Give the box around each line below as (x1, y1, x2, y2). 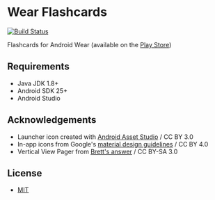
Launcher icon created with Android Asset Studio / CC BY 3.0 (17, 133, 193, 141)
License (7, 167, 42, 179)
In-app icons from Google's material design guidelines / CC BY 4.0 (17, 140, 209, 148)
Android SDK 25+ (17, 86, 68, 94)
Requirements (7, 60, 70, 73)
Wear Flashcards (7, 4, 108, 20)
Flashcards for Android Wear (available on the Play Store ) (7, 40, 172, 49)
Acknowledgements (7, 114, 97, 126)
